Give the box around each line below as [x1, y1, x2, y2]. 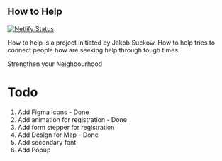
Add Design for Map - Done [17, 131, 99, 139]
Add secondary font [17, 138, 77, 146]
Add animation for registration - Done [17, 115, 128, 123]
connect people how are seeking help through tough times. [7, 45, 180, 54]
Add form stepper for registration [17, 123, 115, 131]
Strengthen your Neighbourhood [7, 60, 103, 68]
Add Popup [17, 145, 51, 154]
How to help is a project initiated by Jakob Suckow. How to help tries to [7, 38, 215, 47]
